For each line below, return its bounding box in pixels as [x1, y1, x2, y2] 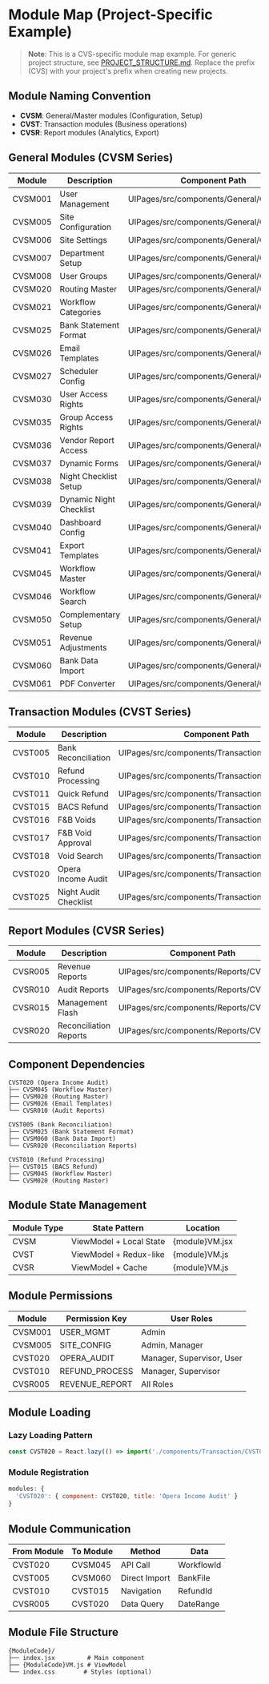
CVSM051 [12, 637, 52, 648]
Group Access [59, 411, 114, 422]
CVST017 [12, 832, 50, 844]
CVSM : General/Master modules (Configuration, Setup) [19, 111, 203, 120]
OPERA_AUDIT [59, 1352, 115, 1364]
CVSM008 [12, 270, 52, 281]
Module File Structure [8, 1626, 118, 1639]
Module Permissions [8, 1289, 114, 1303]
